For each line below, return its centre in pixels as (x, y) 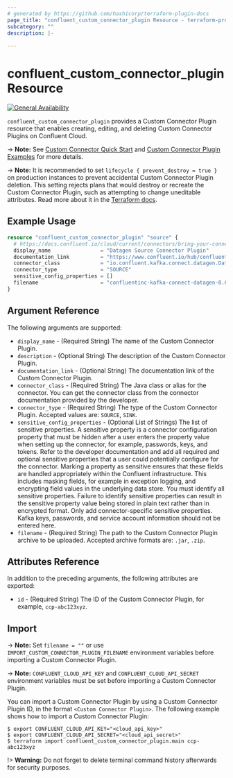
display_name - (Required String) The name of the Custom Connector (116, 341)
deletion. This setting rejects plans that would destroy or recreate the (106, 185)
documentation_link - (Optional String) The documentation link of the (116, 370)
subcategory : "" (31, 26)
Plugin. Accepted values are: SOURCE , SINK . (77, 414)
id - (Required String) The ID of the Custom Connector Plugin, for (111, 599)
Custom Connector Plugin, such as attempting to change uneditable (104, 192)
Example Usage (42, 222)
